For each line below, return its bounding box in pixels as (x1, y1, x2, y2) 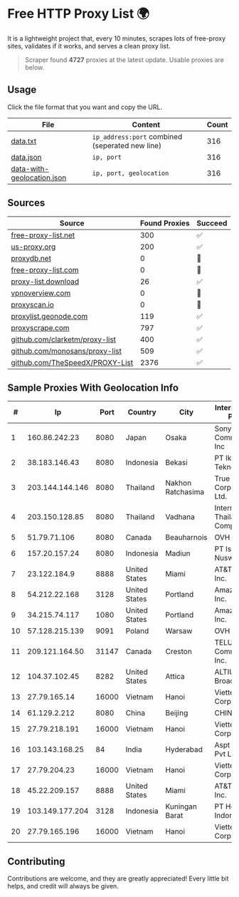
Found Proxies (139, 218, 190, 228)
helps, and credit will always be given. (7, 882, 119, 891)
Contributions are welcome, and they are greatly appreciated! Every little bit (7, 874, 229, 883)
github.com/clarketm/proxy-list (11, 334, 116, 344)
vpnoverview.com (11, 288, 71, 298)
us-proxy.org (11, 242, 56, 252)
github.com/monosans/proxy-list (11, 346, 122, 356)
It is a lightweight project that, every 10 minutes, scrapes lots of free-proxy (7, 34, 226, 43)
